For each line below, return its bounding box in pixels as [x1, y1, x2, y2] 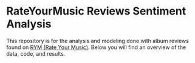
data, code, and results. [6, 50, 66, 57]
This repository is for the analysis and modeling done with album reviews [6, 37, 190, 44]
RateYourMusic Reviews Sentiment [6, 4, 186, 18]
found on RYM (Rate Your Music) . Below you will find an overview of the [6, 44, 186, 51]
